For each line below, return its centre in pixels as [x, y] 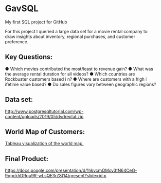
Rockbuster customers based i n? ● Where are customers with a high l [76, 79]
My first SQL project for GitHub [36, 22]
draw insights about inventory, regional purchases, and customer [70, 37]
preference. [17, 41]
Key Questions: [29, 57]
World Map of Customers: [45, 132]
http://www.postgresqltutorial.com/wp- [44, 111]
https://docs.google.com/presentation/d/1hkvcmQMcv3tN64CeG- [71, 170]
